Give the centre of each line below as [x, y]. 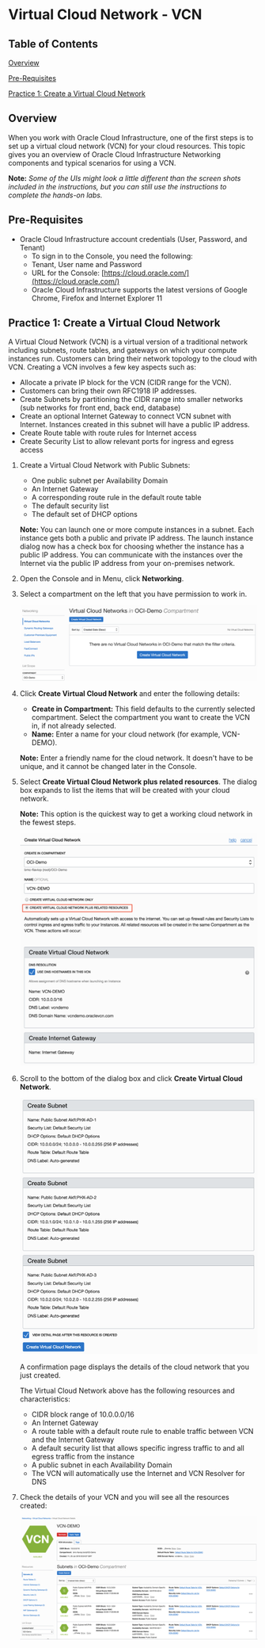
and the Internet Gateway [73, 1440]
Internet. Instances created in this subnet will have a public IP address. [135, 425]
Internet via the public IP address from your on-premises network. [127, 564]
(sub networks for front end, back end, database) [100, 408]
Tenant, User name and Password [87, 264]
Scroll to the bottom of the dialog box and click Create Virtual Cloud [131, 1078]
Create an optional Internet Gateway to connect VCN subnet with [125, 416]
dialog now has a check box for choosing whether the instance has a [132, 547]
